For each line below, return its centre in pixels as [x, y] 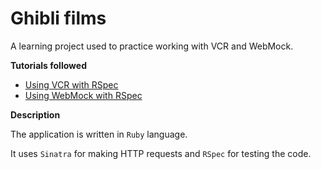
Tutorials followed [48, 65]
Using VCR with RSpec [71, 84]
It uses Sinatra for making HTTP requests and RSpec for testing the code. [161, 153]
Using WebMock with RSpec [83, 95]
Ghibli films [58, 18]
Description [35, 114]
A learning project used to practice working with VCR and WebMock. [152, 46]
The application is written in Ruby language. [99, 134]
